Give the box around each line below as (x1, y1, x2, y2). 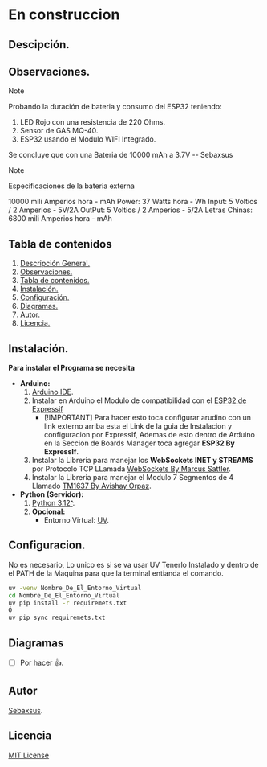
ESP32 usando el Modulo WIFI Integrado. (19, 134, 156, 144)
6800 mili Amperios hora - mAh (8, 214, 112, 224)
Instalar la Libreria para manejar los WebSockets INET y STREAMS (31, 456, 254, 466)
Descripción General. (19, 259, 91, 269)
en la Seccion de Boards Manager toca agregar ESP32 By (43, 438, 235, 448)
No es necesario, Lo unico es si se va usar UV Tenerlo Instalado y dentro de (8, 560, 259, 569)
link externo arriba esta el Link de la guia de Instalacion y (43, 421, 233, 431)
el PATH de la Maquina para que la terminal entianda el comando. (8, 568, 225, 578)
